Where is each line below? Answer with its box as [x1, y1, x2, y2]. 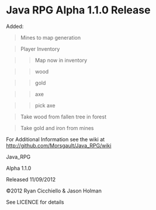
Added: [6, 23, 24, 30]
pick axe [34, 101, 56, 108]
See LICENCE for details [6, 198, 64, 205]
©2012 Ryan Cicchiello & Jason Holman [6, 187, 102, 194]
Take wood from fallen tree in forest [20, 113, 107, 120]
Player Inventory [20, 45, 60, 52]
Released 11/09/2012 [6, 176, 56, 183]
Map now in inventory [34, 57, 88, 64]
